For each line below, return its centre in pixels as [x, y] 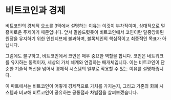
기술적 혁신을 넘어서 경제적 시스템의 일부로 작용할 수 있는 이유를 [78, 68]
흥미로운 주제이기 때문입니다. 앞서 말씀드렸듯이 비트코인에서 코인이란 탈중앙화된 [85, 32]
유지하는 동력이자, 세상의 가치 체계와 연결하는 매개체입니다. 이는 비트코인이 [85, 62]
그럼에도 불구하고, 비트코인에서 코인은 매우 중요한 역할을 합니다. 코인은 [76, 56]
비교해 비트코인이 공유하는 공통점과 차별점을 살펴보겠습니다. [78, 92]
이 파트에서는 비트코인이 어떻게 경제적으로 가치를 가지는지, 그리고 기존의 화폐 [82, 86]
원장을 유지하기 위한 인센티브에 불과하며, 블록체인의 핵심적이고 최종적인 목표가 [83, 38]
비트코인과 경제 [35, 11]
